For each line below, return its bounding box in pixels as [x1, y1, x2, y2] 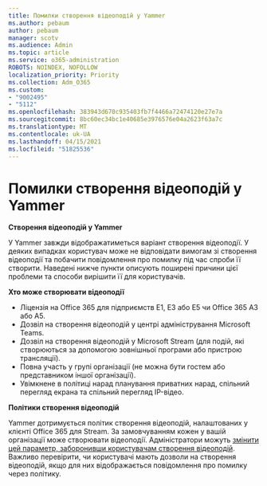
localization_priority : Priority [8, 71, 120, 79]
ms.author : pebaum [8, 19, 69, 27]
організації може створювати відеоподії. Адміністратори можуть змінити [8, 435, 259, 445]
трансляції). [19, 354, 61, 363]
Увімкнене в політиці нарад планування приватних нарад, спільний [19, 379, 249, 389]
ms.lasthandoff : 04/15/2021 [8, 137, 102, 146]
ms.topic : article [8, 49, 69, 57]
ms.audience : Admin [8, 41, 73, 49]
